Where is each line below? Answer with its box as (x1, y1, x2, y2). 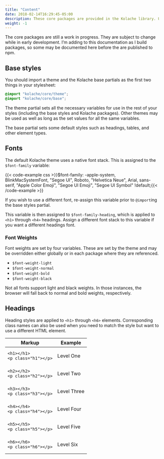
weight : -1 (5, 21, 27, 26)
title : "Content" (5, 7, 41, 12)
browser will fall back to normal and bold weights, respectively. (5, 290, 132, 296)
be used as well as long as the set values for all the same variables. (5, 115, 141, 121)
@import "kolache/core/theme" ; (5, 91, 69, 97)
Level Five (57, 423, 81, 430)
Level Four (57, 405, 82, 412)
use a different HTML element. (5, 328, 67, 333)
